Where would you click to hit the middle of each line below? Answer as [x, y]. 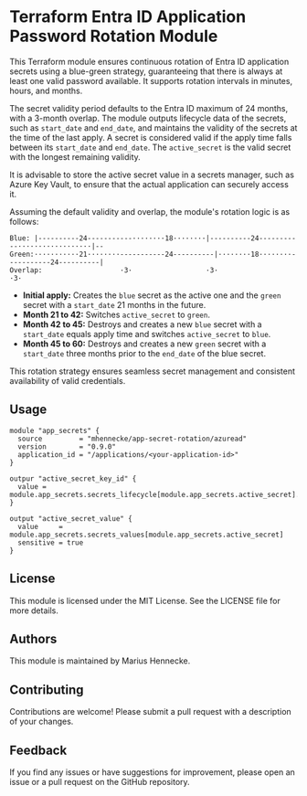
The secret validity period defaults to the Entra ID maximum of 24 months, [149, 108]
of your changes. [42, 722]
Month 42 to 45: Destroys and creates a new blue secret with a [142, 324]
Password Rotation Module [114, 36]
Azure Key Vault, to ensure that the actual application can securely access [149, 184]
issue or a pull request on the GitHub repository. [100, 782]
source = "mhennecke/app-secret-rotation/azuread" [132, 439]
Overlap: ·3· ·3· [114, 270]
